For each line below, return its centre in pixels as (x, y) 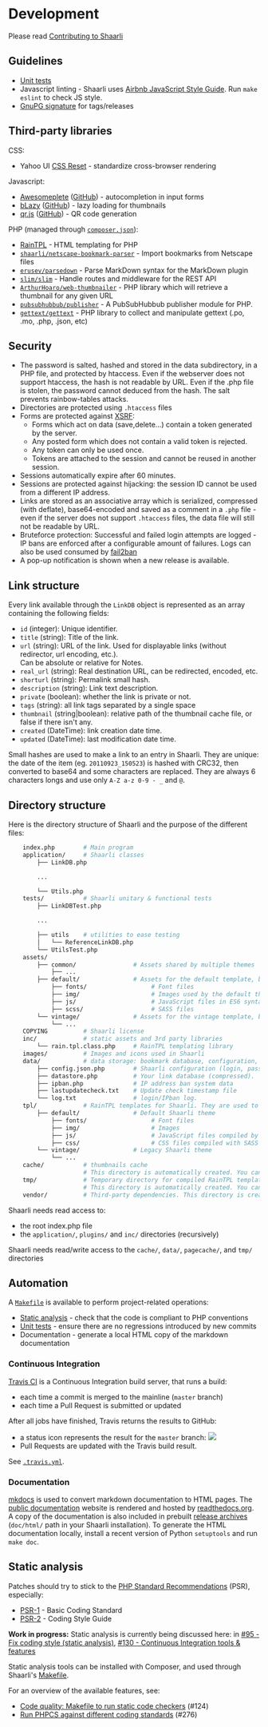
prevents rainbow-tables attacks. (74, 399)
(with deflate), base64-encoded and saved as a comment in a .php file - (138, 510)
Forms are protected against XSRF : (77, 416)
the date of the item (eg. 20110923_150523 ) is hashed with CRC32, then (124, 763)
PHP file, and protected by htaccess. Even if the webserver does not (132, 374)
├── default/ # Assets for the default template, (146, 979)
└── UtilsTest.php (67, 950)
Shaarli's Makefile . (39, 1675)
